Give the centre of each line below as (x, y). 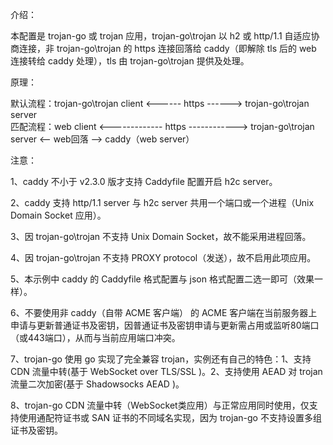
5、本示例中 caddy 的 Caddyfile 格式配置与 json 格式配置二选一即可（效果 (162, 279)
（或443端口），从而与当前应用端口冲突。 (95, 337)
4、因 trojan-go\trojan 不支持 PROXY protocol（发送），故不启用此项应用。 (163, 257)
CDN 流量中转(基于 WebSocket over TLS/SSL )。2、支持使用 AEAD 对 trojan (166, 371)
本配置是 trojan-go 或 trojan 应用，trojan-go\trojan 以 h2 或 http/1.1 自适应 (161, 36)
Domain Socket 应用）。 (58, 215)
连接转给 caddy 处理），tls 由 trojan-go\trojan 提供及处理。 (130, 61)
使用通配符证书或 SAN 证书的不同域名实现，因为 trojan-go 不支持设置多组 (170, 417)
